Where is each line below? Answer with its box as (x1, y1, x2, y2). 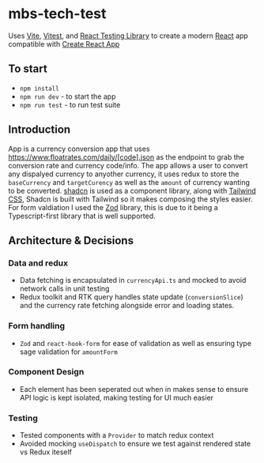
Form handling (8, 321, 66, 332)
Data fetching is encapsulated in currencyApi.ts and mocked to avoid (19, 276, 247, 285)
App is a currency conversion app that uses (8, 144, 150, 153)
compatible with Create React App (8, 39, 120, 48)
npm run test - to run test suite (19, 100, 121, 109)
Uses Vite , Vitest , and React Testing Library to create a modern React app (8, 31, 249, 40)
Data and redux (8, 258, 69, 269)
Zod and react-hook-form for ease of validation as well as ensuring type (19, 338, 251, 348)
